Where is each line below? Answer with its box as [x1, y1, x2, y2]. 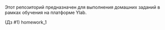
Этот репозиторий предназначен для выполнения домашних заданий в [5, 4, 160, 10]
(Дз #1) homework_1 [5, 19, 47, 25]
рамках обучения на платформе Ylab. [5, 9, 87, 15]
